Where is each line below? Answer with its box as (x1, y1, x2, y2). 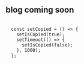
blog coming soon (5, 5, 74, 15)
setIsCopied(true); (16, 31, 65, 37)
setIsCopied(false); (21, 42, 73, 48)
